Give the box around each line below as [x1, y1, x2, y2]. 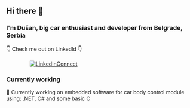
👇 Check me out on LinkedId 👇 [6, 45, 82, 53]
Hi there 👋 [6, 6, 44, 16]
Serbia [6, 31, 26, 39]
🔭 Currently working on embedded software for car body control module [6, 88, 185, 95]
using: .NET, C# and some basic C [6, 95, 91, 102]
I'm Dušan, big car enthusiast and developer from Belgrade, [6, 24, 183, 32]
